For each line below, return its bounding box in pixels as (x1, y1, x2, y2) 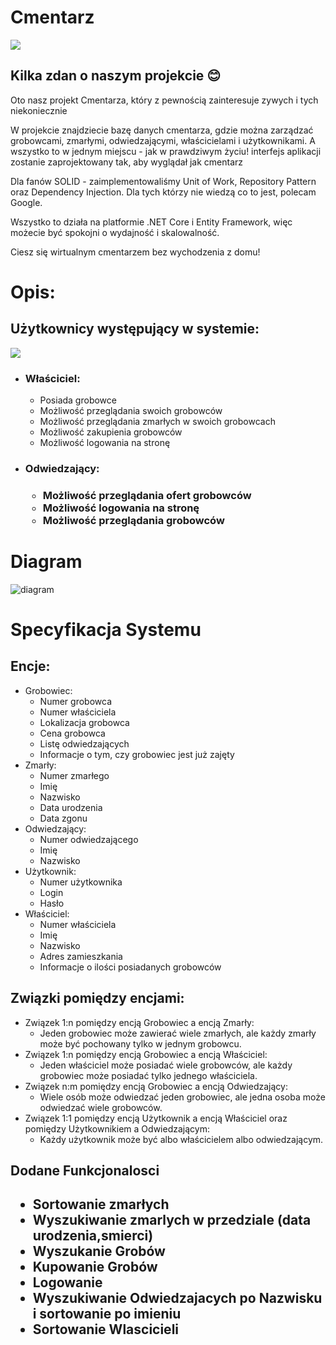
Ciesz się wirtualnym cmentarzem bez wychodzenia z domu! (10, 246, 261, 258)
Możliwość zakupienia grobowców (39, 426, 183, 438)
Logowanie (32, 1274, 103, 1291)
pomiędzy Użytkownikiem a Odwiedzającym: (24, 1122, 210, 1135)
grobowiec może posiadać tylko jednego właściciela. (39, 1069, 258, 1081)
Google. (10, 196, 43, 208)
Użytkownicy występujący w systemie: (10, 321, 260, 338)
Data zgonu (39, 812, 88, 824)
